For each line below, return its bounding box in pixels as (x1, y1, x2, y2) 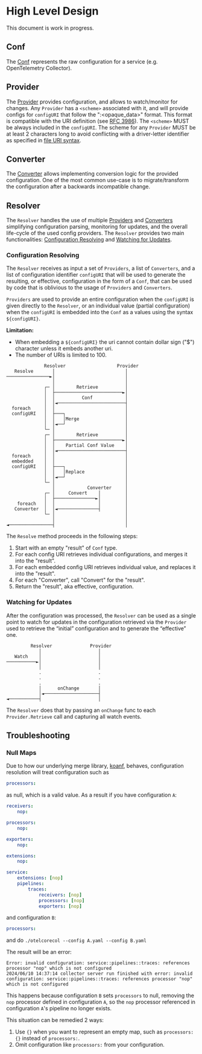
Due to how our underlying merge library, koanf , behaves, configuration (6, 762, 184, 769)
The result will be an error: (6, 949, 72, 956)
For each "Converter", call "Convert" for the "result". (14, 576, 145, 584)
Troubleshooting (6, 731, 71, 741)
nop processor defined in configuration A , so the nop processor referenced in (6, 998, 196, 1006)
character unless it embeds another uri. (14, 345, 113, 352)
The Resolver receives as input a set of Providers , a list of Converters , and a (6, 265, 195, 272)
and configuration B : (6, 914, 56, 921)
